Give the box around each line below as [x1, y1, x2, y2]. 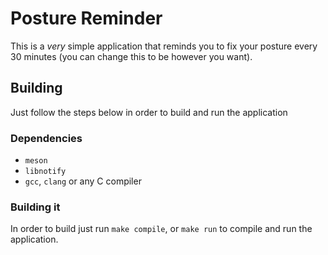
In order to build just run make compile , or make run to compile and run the [10, 223, 313, 235]
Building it [10, 200, 61, 214]
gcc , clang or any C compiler [24, 175, 142, 187]
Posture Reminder [10, 7, 163, 30]
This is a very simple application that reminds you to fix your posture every [10, 40, 318, 52]
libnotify [24, 167, 67, 177]
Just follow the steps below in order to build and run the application [10, 106, 288, 118]
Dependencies [10, 131, 83, 145]
